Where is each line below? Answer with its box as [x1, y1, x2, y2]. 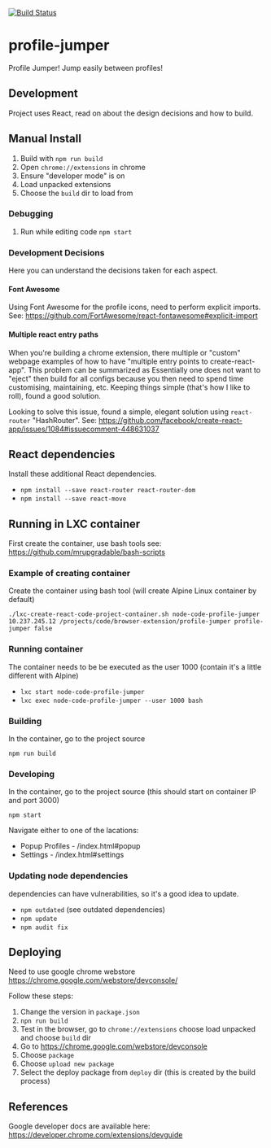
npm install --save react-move [20, 495, 127, 504]
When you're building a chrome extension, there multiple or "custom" [8, 347, 241, 357]
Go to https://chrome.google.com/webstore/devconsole [20, 1041, 208, 1051]
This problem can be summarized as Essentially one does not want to [28, 364, 261, 374]
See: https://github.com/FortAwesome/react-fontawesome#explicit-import [8, 311, 258, 321]
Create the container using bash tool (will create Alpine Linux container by [8, 586, 257, 596]
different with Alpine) [8, 670, 79, 680]
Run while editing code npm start [20, 226, 133, 236]
